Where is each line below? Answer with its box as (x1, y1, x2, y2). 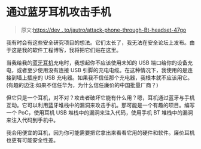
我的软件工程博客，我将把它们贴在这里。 (22, 46, 121, 54)
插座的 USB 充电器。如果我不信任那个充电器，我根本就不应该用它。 (26, 74, 193, 81)
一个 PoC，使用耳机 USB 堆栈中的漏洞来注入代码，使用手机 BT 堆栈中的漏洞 (6, 108, 193, 116)
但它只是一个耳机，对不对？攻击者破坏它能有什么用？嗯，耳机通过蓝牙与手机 (6, 94, 195, 101)
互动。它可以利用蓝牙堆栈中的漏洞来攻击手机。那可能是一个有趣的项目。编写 (6, 101, 195, 108)
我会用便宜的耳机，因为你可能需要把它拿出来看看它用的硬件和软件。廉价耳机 (6, 129, 195, 136)
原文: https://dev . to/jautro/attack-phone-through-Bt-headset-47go (20, 26, 187, 33)
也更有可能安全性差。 (6, 136, 59, 144)
